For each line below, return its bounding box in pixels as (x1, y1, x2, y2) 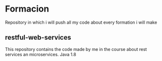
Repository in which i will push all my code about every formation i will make (5, 19, 158, 25)
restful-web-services (5, 33, 71, 42)
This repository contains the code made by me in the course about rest (5, 46, 147, 52)
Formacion (5, 3, 49, 15)
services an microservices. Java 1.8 (5, 51, 77, 57)
